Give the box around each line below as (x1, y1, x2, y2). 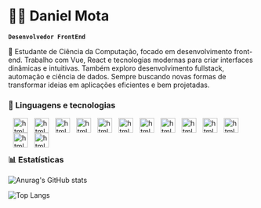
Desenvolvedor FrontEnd (8, 33, 86, 41)
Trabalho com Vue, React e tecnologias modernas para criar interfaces (24, 55, 253, 64)
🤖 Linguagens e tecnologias (8, 100, 116, 111)
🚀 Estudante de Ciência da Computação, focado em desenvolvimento (8, 46, 233, 56)
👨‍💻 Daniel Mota (8, 7, 110, 25)
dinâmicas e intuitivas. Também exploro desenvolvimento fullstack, (8, 63, 225, 73)
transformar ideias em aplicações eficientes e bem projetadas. (8, 80, 210, 89)
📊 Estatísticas (8, 155, 64, 166)
